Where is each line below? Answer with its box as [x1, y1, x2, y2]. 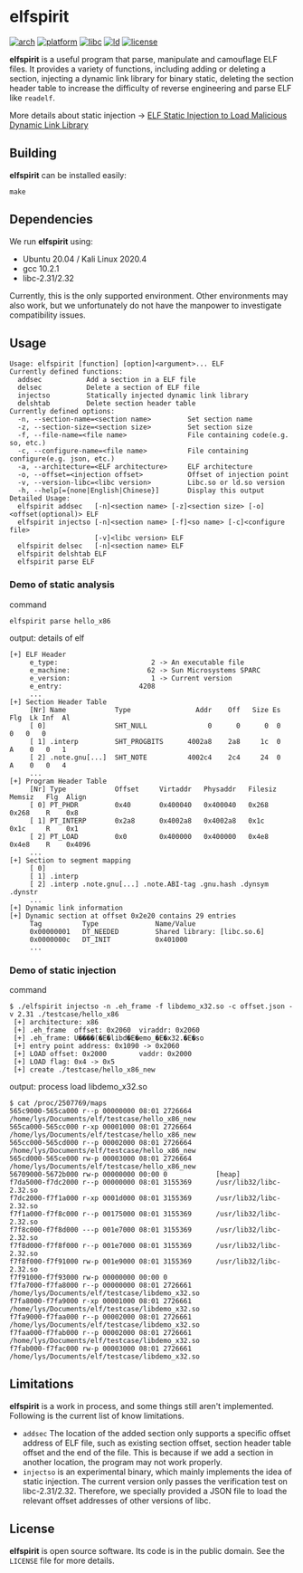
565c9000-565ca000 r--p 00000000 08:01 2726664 [9, 1106, 193, 1115]
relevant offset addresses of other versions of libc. [22, 1495, 212, 1506]
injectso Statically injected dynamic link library [17, 391, 249, 400]
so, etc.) [9, 439, 47, 448]
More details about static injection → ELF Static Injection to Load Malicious [9, 110, 288, 120]
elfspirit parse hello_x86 [9, 616, 111, 625]
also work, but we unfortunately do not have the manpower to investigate [9, 300, 282, 310]
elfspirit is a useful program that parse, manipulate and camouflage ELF [9, 53, 278, 64]
